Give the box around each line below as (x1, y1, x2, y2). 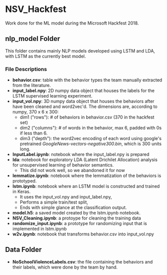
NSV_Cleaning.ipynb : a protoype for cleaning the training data (12, 215, 141, 221)
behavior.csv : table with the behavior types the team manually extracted (12, 77, 163, 83)
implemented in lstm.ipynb (12, 226, 67, 232)
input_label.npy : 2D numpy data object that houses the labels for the (12, 87, 155, 93)
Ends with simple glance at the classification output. (19, 204, 127, 210)
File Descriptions (5, 65, 47, 72)
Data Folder (5, 245, 42, 254)
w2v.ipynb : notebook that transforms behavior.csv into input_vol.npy (12, 231, 155, 237)
